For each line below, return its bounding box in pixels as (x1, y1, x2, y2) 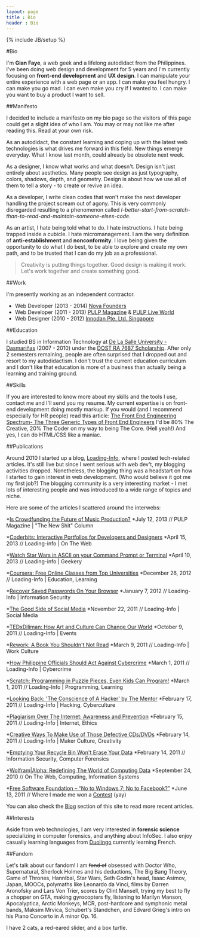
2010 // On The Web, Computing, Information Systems (6, 773, 140, 780)
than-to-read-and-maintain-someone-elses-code (6, 213, 130, 220)
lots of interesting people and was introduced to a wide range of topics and (6, 486, 191, 493)
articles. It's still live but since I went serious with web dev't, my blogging (6, 461, 186, 468)
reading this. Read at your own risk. (6, 127, 94, 135)
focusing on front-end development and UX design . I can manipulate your (6, 72, 190, 80)
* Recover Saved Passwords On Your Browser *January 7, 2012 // (6, 587, 167, 595)
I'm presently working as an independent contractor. (6, 291, 136, 298)
